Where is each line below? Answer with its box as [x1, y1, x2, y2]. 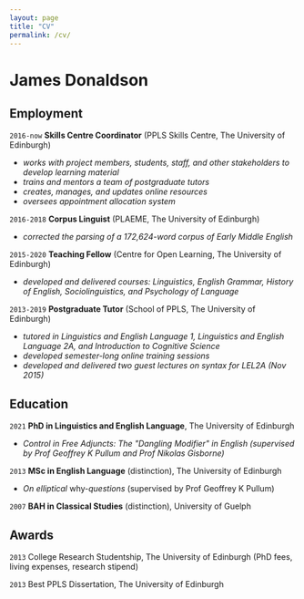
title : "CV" [9, 22, 55, 31]
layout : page [9, 13, 59, 23]
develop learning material [22, 167, 120, 178]
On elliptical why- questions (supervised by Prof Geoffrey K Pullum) [22, 483, 275, 494]
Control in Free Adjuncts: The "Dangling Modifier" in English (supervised [22, 439, 295, 449]
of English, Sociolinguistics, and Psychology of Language [22, 286, 239, 297]
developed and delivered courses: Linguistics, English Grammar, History [22, 276, 294, 287]
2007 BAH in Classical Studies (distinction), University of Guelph [9, 501, 252, 511]
